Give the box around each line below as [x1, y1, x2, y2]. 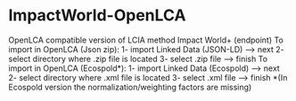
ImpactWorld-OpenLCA [8, 5, 186, 26]
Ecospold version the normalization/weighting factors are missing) [8, 82, 252, 92]
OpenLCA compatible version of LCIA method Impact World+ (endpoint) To [8, 35, 284, 45]
